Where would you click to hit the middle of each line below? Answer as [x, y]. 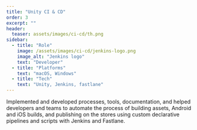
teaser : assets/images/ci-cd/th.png [58, 34]
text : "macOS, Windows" [47, 73]
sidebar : [17, 40]
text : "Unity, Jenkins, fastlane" [60, 85]
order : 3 [17, 17]
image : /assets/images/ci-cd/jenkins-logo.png [77, 51]
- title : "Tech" [32, 79]
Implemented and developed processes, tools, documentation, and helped [98, 102]
